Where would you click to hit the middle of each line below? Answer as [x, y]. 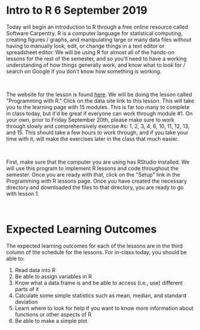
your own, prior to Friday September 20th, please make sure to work [90, 119]
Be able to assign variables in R [53, 276]
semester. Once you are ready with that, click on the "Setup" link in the [93, 174]
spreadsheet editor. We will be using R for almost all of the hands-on [90, 52]
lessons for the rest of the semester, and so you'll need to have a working [96, 58]
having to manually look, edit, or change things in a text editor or [85, 46]
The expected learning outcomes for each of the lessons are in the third [95, 246]
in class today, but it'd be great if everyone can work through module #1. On [99, 113]
